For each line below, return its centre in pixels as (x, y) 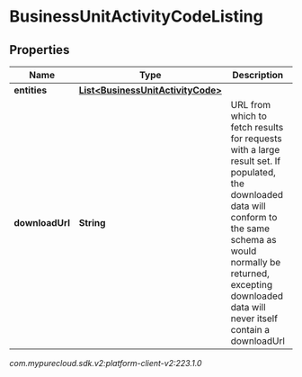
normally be (256, 262)
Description (258, 75)
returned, (250, 274)
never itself (254, 319)
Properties (40, 50)
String (92, 223)
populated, (253, 172)
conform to (254, 217)
